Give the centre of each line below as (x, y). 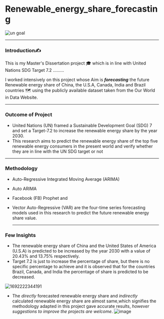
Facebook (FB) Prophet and (40, 198)
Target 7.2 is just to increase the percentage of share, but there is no (81, 261)
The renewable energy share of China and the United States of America (84, 246)
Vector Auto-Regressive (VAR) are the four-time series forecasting (79, 207)
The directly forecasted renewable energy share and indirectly (75, 296)
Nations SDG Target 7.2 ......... (35, 70)
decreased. (23, 277)
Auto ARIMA (24, 189)
